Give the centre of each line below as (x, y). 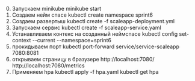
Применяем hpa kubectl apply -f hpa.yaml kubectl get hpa (85, 72)
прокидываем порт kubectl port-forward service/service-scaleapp (95, 46)
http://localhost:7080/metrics (48, 66)
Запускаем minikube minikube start (57, 9)
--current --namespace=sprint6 (72, 40)
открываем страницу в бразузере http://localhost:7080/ (83, 59)
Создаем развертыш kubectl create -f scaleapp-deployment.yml (93, 21)
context (21, 40)
